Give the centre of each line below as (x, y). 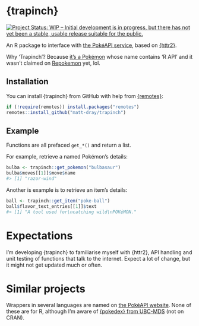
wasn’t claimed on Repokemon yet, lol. (53, 63)
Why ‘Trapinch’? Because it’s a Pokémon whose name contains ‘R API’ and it (99, 56)
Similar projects (46, 289)
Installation (27, 82)
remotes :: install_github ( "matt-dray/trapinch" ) (66, 112)
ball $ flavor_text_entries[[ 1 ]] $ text (51, 206)
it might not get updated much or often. (54, 265)
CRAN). (15, 318)
